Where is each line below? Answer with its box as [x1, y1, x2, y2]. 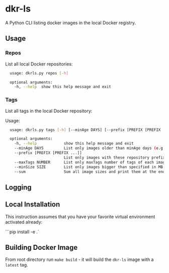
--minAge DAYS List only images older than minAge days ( [14, 146, 156, 151]
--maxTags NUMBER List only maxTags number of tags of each [14, 160, 154, 165]
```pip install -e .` [5, 229, 39, 235]
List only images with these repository [63, 155, 150, 160]
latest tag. [5, 262, 29, 268]
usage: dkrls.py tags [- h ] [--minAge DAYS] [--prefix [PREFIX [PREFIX [10, 127, 161, 132]
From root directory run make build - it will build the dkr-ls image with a [5, 256, 154, 262]
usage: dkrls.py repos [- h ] [10, 71, 69, 76]
